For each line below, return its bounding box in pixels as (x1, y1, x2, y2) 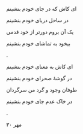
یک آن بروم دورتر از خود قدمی (6, 28, 74, 35)
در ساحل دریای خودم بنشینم (6, 17, 69, 23)
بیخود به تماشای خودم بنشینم (6, 40, 71, 47)
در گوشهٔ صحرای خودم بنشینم (6, 75, 72, 81)
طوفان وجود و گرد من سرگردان (6, 86, 77, 93)
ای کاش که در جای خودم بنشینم (6, 5, 77, 12)
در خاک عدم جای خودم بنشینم (6, 98, 73, 105)
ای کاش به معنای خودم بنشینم (6, 63, 73, 70)
